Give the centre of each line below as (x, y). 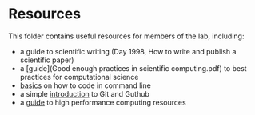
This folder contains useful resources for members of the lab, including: (126, 36)
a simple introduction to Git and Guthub (85, 93)
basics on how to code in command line (86, 85)
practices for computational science (79, 77)
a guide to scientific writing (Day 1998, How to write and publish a (128, 51)
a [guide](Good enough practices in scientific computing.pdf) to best (133, 68)
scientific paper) (47, 60)
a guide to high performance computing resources (103, 102)
